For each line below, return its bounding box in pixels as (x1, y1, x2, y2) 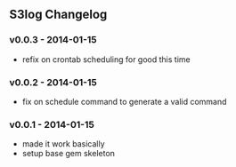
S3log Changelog (9, 7, 108, 22)
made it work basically (21, 139, 105, 149)
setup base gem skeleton (21, 148, 116, 159)
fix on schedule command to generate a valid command (21, 96, 227, 107)
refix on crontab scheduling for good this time (21, 53, 191, 65)
